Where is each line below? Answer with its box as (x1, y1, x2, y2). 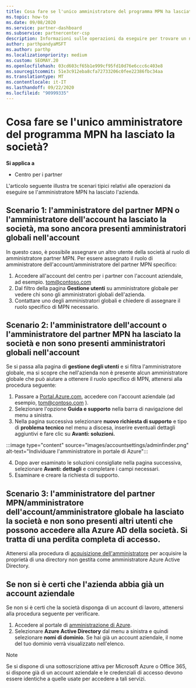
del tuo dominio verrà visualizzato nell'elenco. (14, 640, 125, 647)
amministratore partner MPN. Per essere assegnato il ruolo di (6, 254, 153, 262)
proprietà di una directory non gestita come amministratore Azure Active (6, 556, 180, 563)
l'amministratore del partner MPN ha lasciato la (6, 329, 181, 339)
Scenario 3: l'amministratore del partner (6, 489, 156, 498)
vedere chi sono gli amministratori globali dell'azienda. (14, 291, 146, 298)
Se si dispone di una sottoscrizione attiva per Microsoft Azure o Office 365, (6, 662, 187, 670)
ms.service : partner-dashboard (6, 25, 82, 31)
